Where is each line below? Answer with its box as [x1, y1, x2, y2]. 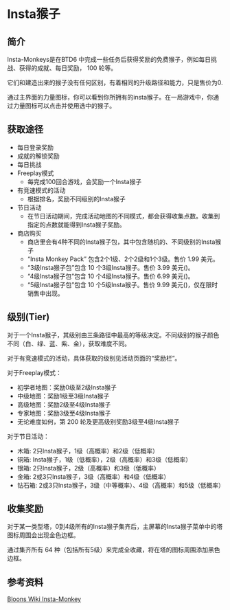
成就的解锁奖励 [16, 152, 60, 160]
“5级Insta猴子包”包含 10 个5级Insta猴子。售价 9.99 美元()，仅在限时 [27, 280, 218, 289]
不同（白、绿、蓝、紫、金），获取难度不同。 [7, 339, 130, 348]
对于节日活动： [7, 432, 49, 440]
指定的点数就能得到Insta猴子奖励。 [27, 221, 126, 229]
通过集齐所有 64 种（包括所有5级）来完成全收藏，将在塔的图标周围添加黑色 [7, 545, 220, 554]
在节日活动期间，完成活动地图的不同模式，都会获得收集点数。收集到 [27, 212, 220, 220]
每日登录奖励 [16, 143, 54, 151]
